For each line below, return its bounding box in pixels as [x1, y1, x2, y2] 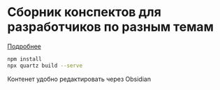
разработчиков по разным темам [7, 19, 214, 35]
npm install [7, 55, 42, 63]
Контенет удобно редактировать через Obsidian [7, 75, 152, 83]
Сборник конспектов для [7, 4, 162, 20]
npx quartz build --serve [7, 62, 82, 69]
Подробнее [7, 42, 42, 50]
